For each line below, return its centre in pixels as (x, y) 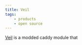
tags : (11, 14)
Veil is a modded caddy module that (41, 38)
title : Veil (17, 10)
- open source (28, 23)
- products (25, 19)
